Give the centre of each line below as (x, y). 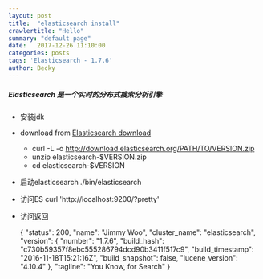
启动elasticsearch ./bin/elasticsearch (81, 182)
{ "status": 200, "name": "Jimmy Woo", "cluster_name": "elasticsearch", (138, 232)
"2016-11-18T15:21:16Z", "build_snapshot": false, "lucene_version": (129, 257)
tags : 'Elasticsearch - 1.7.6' (61, 61)
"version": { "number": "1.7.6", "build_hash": (92, 240)
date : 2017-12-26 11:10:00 (57, 46)
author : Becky (32, 68)
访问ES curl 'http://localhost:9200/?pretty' (89, 199)
